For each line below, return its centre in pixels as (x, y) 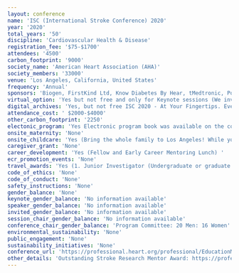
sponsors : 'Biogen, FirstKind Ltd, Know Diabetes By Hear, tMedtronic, (116, 93)
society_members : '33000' (46, 73)
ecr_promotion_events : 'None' (52, 160)
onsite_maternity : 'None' (46, 133)
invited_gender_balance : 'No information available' (87, 213)
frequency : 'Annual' (38, 87)
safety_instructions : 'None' (51, 186)
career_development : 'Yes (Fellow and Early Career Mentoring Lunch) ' (116, 153)
